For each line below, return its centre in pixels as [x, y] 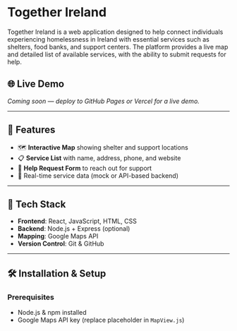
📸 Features [31, 130]
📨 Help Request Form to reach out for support [85, 168]
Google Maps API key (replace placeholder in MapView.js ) [101, 320]
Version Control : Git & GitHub [61, 243]
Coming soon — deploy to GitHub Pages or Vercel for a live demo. [103, 101]
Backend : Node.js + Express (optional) [74, 229]
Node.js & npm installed [52, 313]
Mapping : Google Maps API [58, 236]
